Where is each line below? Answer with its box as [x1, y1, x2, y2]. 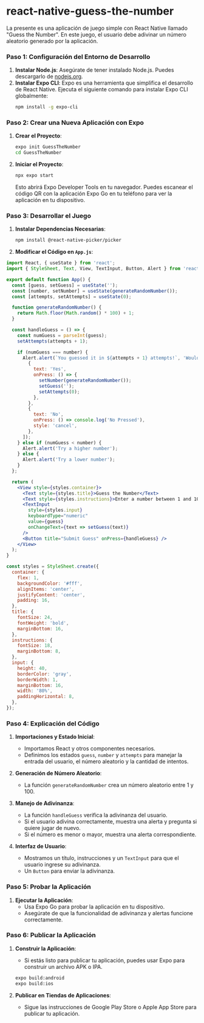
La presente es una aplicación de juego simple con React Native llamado [6, 24, 188, 32]
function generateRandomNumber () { [12, 304, 102, 311]
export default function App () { [6, 276, 91, 282]
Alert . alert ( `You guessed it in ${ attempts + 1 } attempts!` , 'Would [22, 355, 200, 361]
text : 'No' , [33, 411, 64, 417]
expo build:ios [15, 980, 54, 986]
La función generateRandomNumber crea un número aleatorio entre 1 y [24, 781, 194, 789]
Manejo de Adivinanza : [15, 800, 75, 807]
